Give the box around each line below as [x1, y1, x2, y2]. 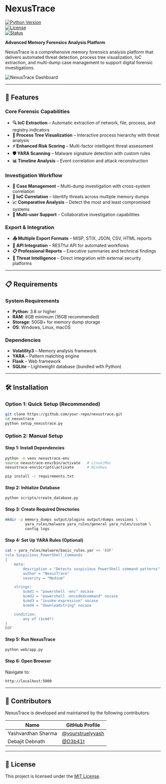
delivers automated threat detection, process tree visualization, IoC [5, 54, 142, 60]
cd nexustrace [5, 416, 35, 421]
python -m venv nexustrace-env [5, 456, 70, 461]
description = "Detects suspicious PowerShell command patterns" [23, 566, 161, 571]
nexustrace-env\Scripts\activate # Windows [5, 465, 107, 470]
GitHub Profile [66, 722, 100, 729]
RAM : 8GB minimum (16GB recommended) [12, 313, 100, 319]
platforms [12, 261, 32, 266]
